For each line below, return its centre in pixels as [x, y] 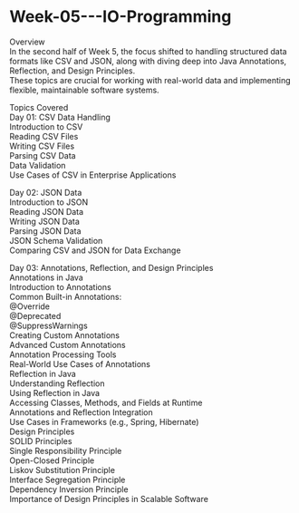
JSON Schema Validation [56, 240]
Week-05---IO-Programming [121, 17]
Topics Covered [39, 107]
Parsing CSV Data [43, 155]
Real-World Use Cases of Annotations [80, 363]
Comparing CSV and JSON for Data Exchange [95, 250]
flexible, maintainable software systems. [85, 90]
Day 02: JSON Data [46, 192]
